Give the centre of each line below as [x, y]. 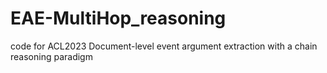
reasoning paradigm [51, 56]
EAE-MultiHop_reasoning [118, 18]
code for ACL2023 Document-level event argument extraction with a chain [164, 46]
